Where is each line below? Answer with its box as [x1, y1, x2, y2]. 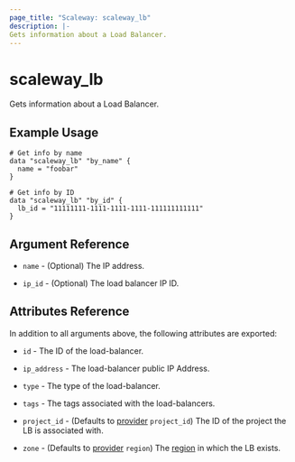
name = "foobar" [17, 164, 78, 174]
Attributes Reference [9, 304, 130, 319]
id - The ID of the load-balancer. [22, 345, 144, 356]
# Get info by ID [9, 189, 75, 198]
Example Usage [9, 125, 99, 140]
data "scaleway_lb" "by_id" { [9, 196, 124, 206]
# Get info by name [9, 149, 83, 158]
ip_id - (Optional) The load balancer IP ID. [22, 277, 180, 289]
